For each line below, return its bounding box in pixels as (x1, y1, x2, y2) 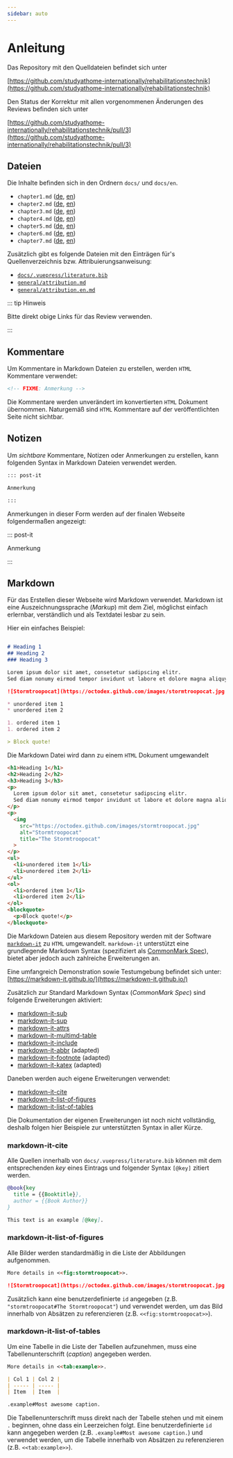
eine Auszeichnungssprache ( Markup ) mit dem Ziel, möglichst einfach (7, 603, 208, 612)
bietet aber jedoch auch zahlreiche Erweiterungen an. (7, 954, 161, 962)
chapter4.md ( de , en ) (17, 215, 76, 223)
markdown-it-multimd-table (17, 1031, 97, 1039)
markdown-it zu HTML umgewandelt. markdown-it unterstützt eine (7, 939, 189, 948)
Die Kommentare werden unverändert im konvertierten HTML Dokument (7, 398, 208, 406)
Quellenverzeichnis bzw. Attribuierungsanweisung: (7, 258, 153, 266)
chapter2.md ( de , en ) (17, 199, 76, 208)
